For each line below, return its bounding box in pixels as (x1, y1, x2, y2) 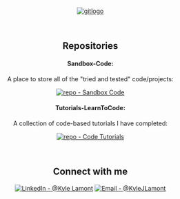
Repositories (62, 40, 119, 52)
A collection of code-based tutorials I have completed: (13, 119, 168, 127)
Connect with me (52, 166, 128, 178)
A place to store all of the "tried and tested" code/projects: (7, 74, 174, 83)
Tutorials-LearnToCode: (54, 104, 126, 112)
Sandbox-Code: (67, 59, 114, 67)
